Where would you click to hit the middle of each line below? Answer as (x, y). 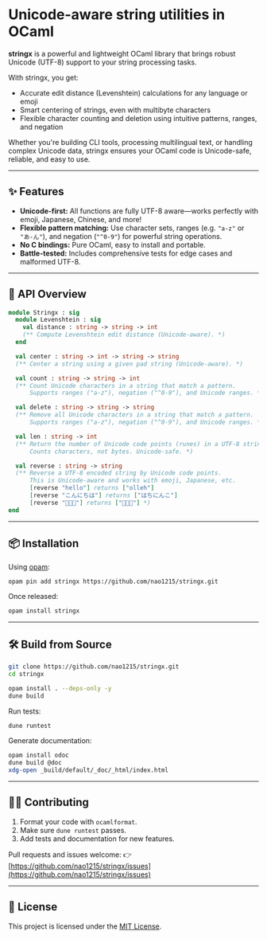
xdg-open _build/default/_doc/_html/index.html (89, 770)
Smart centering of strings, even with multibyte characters (115, 110)
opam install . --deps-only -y (60, 688)
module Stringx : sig (44, 312)
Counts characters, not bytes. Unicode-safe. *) (111, 452)
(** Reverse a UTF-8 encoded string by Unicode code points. (119, 473)
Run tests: (25, 711)
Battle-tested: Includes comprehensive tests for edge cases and (126, 253)
